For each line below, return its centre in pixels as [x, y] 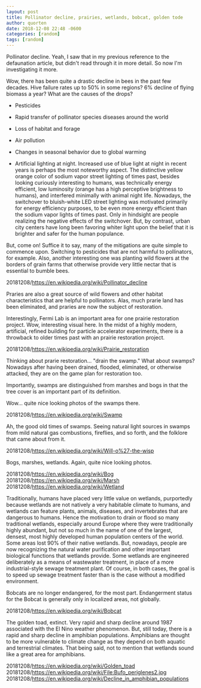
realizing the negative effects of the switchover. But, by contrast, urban [102, 221]
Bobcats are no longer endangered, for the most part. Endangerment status [99, 593]
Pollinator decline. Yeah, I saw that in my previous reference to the [88, 57]
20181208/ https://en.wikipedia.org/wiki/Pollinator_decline [77, 282]
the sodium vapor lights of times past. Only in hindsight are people [97, 214]
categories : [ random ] [33, 34]
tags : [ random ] [25, 40]
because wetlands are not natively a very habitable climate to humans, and [98, 505]
